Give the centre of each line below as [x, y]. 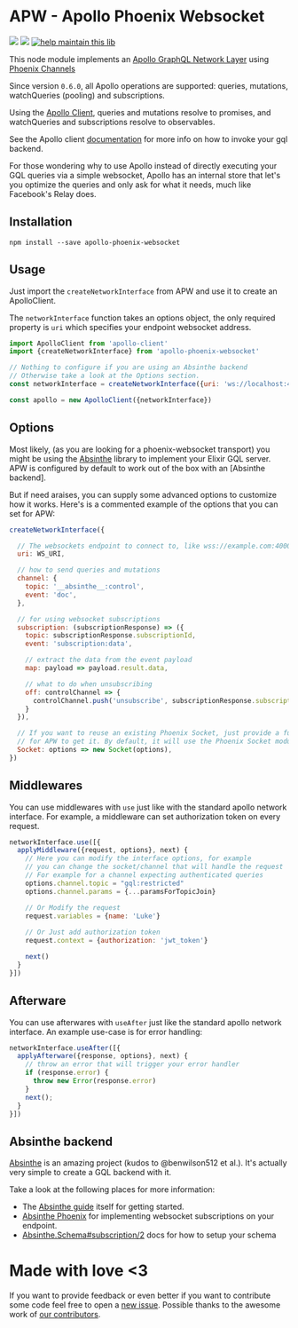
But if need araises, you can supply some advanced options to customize [143, 494]
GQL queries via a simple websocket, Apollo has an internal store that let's [145, 175]
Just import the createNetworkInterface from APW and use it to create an [143, 291]
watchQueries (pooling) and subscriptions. [87, 95]
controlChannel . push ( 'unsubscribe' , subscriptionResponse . [144, 700]
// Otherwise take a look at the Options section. [105, 376]
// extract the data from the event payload [109, 660]
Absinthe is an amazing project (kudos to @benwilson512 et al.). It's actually [148, 1163]
